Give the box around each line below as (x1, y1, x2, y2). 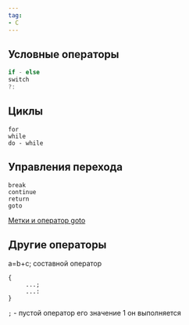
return (8, 195, 30, 203)
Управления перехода (8, 161, 123, 174)
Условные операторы (8, 48, 119, 61)
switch (8, 76, 30, 84)
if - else (8, 68, 41, 77)
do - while (8, 139, 44, 147)
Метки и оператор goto (8, 215, 86, 225)
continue (8, 188, 37, 196)
